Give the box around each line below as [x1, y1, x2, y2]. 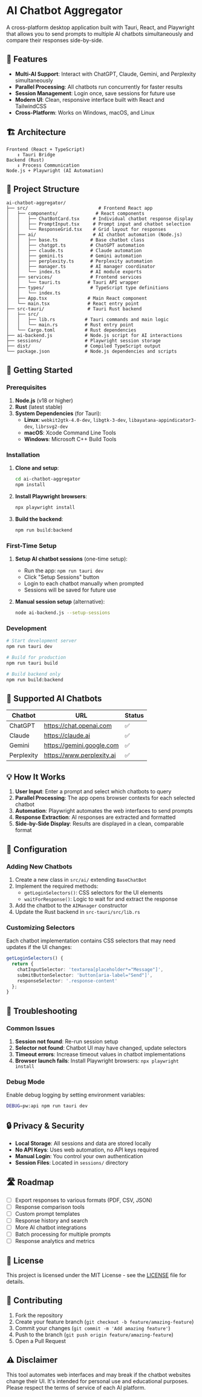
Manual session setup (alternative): [15, 598, 105, 605]
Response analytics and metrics [15, 1238, 95, 1245]
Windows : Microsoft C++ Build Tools [24, 436, 117, 443]
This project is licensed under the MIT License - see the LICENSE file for [6, 1272, 186, 1279]
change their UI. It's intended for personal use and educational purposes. [6, 1377, 189, 1385]
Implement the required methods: [15, 882, 99, 890]
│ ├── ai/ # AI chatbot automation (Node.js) [6, 232, 183, 238]
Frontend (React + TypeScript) [6, 146, 85, 152]
